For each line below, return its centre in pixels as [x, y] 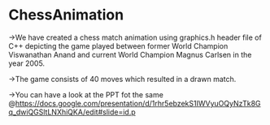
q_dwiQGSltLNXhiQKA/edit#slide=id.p [72, 112]
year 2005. [27, 63]
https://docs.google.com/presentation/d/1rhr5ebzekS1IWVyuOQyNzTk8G [138, 103]
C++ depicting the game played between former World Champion [118, 45]
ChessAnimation [66, 15]
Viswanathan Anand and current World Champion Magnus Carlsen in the [130, 54]
